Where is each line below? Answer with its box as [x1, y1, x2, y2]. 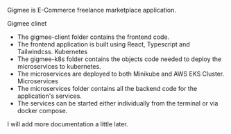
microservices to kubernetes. [17, 62, 102, 70]
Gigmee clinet [7, 19, 47, 27]
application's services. [17, 92, 82, 100]
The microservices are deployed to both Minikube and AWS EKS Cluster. [17, 69, 225, 78]
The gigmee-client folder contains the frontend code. [17, 33, 170, 41]
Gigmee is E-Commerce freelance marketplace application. [7, 6, 177, 14]
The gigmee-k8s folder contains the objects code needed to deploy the [17, 55, 222, 63]
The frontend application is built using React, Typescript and [17, 40, 191, 48]
